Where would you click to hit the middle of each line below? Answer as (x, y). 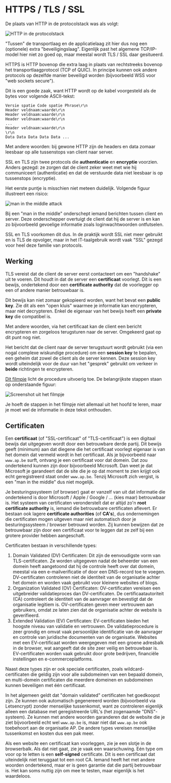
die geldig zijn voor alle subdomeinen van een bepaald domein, (97, 674)
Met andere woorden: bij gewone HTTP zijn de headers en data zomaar (80, 146)
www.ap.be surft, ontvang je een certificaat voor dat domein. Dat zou (77, 460)
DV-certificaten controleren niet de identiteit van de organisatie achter (86, 577)
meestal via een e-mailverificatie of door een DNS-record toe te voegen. (89, 572)
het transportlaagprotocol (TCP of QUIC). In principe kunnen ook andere (81, 70)
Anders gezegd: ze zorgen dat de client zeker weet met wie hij (71, 167)
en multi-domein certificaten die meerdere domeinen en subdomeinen (79, 680)
